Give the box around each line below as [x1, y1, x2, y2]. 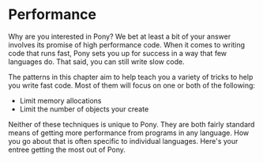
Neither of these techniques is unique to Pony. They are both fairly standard [8, 119, 255, 129]
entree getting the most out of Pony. [8, 145, 126, 154]
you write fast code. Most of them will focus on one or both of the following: [8, 81, 255, 90]
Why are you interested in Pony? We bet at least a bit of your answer [8, 32, 231, 41]
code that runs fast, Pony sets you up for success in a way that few [8, 48, 227, 58]
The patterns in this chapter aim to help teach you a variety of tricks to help [8, 72, 254, 81]
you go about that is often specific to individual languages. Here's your [8, 136, 239, 145]
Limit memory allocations [19, 96, 102, 105]
